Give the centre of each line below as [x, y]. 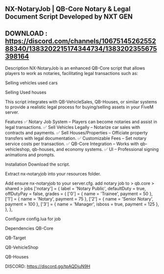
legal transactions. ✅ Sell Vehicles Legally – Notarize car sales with [73, 127]
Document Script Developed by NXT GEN [69, 17]
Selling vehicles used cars [31, 83]
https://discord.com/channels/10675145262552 [81, 41]
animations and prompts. [30, 155]
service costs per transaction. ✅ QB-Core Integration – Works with [72, 144]
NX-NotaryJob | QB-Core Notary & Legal [68, 9]
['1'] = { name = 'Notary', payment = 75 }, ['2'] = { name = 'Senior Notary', [79, 199]
